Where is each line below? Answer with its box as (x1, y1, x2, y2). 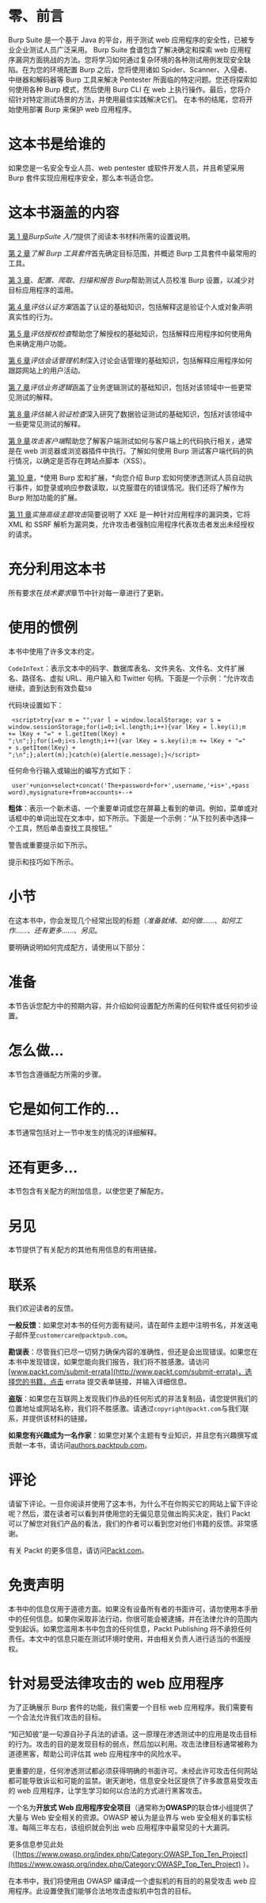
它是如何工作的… (8, 1100, 120, 1118)
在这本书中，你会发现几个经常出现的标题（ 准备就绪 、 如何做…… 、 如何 (8, 915, 236, 925)
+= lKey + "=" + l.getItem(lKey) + (8, 730, 126, 738)
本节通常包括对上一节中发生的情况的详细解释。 (8, 1128, 161, 1137)
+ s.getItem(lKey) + (8, 743, 77, 751)
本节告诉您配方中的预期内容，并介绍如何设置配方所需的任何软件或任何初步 (8, 1001, 251, 1010)
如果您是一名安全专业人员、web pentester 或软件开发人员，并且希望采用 (8, 163, 245, 172)
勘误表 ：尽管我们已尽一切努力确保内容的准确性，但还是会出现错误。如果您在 (8, 1347, 258, 1357)
